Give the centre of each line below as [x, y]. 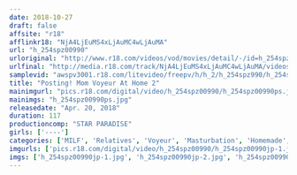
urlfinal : [27, 67]
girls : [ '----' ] [39, 133]
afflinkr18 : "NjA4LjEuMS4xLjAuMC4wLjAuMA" [88, 42]
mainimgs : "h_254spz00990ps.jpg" [71, 99]
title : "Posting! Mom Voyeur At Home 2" [85, 83]
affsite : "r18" [37, 34]
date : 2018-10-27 [41, 17]
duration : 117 [35, 116]
